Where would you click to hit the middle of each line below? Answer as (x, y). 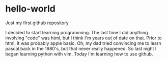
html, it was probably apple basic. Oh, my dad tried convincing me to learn (83, 43)
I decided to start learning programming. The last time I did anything (77, 32)
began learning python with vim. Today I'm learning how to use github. (79, 54)
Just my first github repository (37, 23)
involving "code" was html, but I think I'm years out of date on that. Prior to (83, 38)
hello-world (31, 9)
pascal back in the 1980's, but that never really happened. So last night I (81, 48)
